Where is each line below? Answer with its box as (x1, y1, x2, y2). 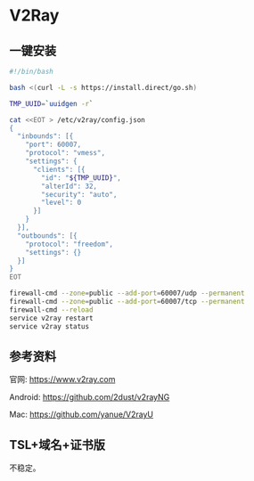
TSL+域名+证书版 (9, 437, 105, 452)
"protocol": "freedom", (25, 240, 114, 249)
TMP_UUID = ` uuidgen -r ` (9, 99, 94, 108)
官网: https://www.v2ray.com (9, 374, 116, 385)
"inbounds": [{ (17, 132, 74, 141)
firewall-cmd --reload (9, 305, 94, 314)
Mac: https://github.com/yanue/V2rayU (9, 409, 154, 420)
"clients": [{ (32, 165, 86, 174)
